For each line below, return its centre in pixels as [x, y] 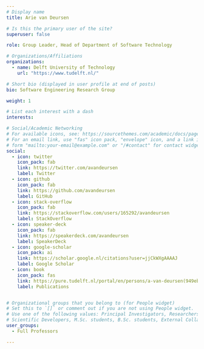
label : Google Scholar [46, 264]
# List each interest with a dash [50, 112]
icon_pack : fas [36, 275]
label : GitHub [35, 196]
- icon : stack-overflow [42, 202]
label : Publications [43, 286]
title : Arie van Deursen [38, 18]
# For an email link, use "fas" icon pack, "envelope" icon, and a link [100, 140]
